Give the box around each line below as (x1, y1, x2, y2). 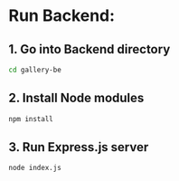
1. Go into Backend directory (8, 42, 171, 57)
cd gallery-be (8, 65, 62, 74)
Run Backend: (8, 5, 115, 26)
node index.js (8, 164, 62, 173)
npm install (8, 114, 53, 123)
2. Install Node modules (8, 90, 145, 106)
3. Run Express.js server (8, 139, 149, 155)
